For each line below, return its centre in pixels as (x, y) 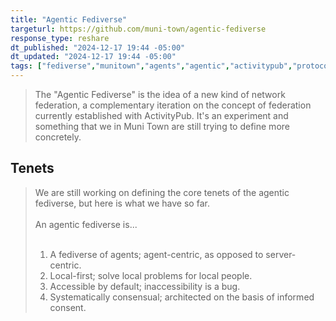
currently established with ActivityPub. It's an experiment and (161, 115)
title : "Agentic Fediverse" (69, 19)
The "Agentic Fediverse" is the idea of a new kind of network (160, 94)
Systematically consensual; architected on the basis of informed (182, 297)
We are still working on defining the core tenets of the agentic (162, 192)
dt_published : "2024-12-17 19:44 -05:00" (98, 47)
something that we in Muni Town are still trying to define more (162, 126)
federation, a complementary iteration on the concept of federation (173, 105)
